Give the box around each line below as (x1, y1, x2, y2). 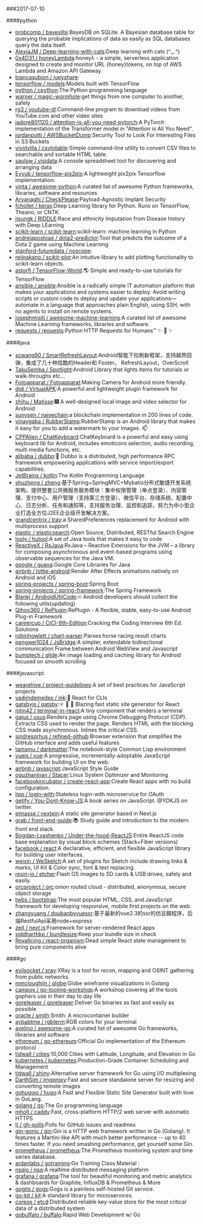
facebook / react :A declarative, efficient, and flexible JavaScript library (14, 845, 191, 852)
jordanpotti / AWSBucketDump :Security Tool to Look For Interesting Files (14, 131, 196, 139)
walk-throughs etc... (14, 372, 65, 379)
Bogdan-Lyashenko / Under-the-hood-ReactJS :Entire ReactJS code (14, 832, 184, 839)
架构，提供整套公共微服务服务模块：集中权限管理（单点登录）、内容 (14, 486, 182, 494)
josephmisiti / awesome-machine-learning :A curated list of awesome (14, 314, 187, 321)
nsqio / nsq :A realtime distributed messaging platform (14, 1166, 149, 1173)
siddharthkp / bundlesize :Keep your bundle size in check (14, 931, 157, 937)
